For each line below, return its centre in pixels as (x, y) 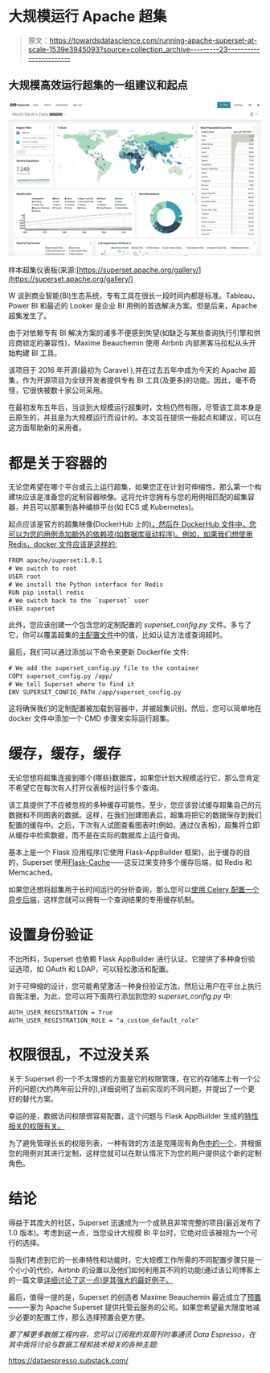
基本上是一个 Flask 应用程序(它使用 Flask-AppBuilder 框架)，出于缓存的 (126, 852)
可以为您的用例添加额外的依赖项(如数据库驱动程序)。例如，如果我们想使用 (131, 534)
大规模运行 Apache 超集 (88, 17)
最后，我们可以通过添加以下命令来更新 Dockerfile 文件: (99, 652)
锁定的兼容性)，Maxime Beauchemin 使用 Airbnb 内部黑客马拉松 (129, 343)
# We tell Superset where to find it (72, 684)
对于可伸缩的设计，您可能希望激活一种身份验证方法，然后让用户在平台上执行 (135, 986)
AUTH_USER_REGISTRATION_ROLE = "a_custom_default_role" (104, 1021)
